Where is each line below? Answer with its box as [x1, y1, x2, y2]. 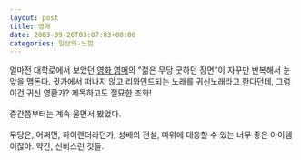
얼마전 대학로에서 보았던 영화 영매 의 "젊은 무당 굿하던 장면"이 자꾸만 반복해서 [9, 65, 282, 75]
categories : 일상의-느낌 [9, 38, 94, 48]
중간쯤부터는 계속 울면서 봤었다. [9, 108, 122, 119]
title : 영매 [9, 22, 52, 31]
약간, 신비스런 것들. [35, 141, 105, 152]
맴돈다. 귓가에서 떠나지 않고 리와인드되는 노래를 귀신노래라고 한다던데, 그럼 [25, 76, 291, 87]
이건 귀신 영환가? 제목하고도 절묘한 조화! [9, 87, 152, 98]
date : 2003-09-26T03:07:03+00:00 [9, 30, 136, 39]
